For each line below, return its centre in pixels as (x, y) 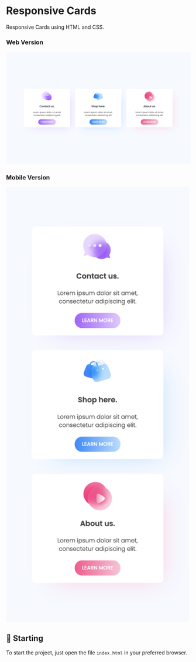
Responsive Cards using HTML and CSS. (55, 27)
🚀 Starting (25, 638)
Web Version (25, 42)
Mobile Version (28, 177)
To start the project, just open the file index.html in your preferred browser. (97, 653)
